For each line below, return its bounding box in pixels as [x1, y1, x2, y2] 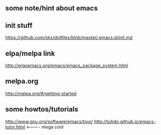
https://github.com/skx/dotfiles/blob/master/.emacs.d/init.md [5, 35, 133, 41]
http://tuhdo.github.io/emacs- [94, 118, 156, 124]
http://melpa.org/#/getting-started [5, 90, 77, 96]
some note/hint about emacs [5, 4, 98, 13]
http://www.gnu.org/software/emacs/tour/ [5, 118, 93, 124]
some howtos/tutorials [5, 105, 78, 114]
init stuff [5, 21, 33, 30]
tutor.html [5, 123, 25, 130]
